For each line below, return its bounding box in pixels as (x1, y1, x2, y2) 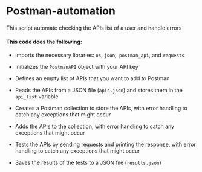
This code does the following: (6, 38, 83, 45)
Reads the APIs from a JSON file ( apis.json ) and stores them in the (15, 86, 183, 94)
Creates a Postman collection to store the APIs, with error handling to (15, 104, 187, 112)
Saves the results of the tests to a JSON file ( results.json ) (15, 159, 161, 167)
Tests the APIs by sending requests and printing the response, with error (15, 141, 197, 148)
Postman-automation (6, 4, 116, 18)
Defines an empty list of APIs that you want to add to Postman (15, 75, 170, 82)
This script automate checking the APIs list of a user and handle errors (6, 24, 182, 31)
